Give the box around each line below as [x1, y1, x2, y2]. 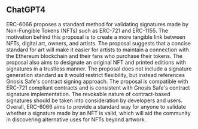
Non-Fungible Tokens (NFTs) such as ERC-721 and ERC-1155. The [6, 27, 169, 34]
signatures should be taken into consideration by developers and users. [6, 97, 182, 104]
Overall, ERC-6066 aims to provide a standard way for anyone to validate [6, 103, 187, 110]
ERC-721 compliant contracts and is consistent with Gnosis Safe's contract [6, 84, 190, 91]
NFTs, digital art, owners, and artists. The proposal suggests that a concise [6, 39, 191, 47]
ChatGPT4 [6, 5, 46, 15]
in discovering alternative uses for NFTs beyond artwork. [6, 116, 147, 123]
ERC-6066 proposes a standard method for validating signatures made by [6, 20, 188, 27]
